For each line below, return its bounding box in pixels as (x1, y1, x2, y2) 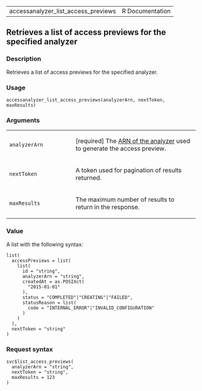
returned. (75, 174, 102, 182)
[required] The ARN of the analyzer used (75, 137, 191, 145)
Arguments (6, 116, 40, 124)
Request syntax (6, 345, 53, 353)
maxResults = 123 (11, 374, 55, 380)
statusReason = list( (22, 300, 77, 306)
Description (6, 55, 41, 63)
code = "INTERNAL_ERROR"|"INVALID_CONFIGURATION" (28, 305, 155, 311)
